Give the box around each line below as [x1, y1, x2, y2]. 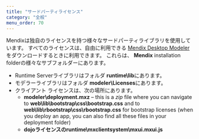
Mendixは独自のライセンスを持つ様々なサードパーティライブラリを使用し [6, 37, 186, 44]
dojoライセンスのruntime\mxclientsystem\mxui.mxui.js [23, 126, 163, 133]
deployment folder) [23, 119, 71, 126]
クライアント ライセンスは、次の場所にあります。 [14, 87, 136, 94]
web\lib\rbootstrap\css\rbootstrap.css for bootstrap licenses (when [23, 106, 194, 113]
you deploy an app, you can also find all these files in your [23, 113, 167, 120]
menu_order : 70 [6, 20, 44, 26]
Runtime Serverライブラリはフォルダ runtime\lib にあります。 [14, 72, 166, 79]
